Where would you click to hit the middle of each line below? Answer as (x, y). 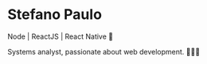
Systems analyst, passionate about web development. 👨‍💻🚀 (104, 51)
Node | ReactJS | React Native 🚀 (60, 36)
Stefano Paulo (55, 15)
